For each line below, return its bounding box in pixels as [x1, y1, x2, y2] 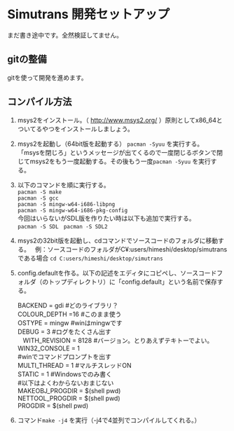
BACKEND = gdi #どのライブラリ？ [17, 301, 119, 309]
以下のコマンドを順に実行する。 [17, 180, 110, 189]
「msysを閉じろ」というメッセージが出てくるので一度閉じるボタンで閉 [17, 148, 223, 156]
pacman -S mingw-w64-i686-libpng [17, 200, 116, 207]
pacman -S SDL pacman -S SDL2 [17, 223, 108, 230]
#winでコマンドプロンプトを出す [17, 352, 112, 361]
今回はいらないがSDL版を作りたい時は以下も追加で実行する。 [17, 214, 195, 222]
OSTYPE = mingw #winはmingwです [17, 318, 123, 327]
